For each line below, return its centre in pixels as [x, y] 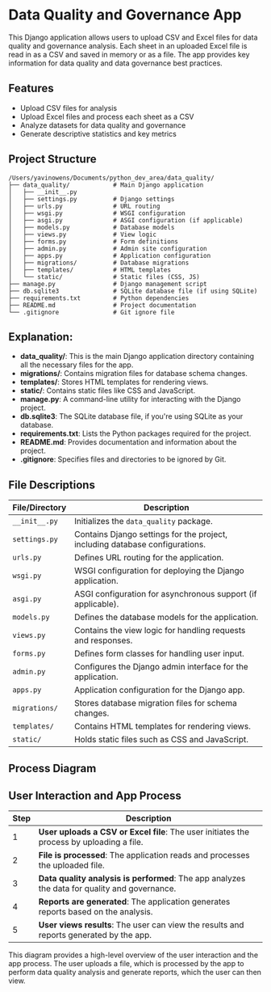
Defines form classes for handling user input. [159, 654]
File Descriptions [52, 485]
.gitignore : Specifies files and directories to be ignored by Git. [123, 459]
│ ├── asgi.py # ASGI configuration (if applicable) [126, 220]
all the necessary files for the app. [77, 365]
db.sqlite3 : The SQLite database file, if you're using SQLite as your [131, 416]
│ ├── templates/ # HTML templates [90, 270]
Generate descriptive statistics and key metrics [98, 133]
